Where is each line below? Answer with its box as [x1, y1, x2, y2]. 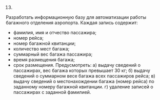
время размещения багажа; [13, 57, 75, 63]
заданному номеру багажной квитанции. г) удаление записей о [13, 84, 153, 90]
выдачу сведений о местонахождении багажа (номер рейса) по [13, 79, 154, 84]
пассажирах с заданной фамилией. [13, 89, 91, 95]
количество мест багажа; [13, 46, 70, 52]
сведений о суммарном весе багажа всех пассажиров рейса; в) [13, 73, 155, 79]
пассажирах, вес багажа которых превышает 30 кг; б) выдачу [13, 67, 151, 73]
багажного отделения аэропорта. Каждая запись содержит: [6, 20, 138, 26]
